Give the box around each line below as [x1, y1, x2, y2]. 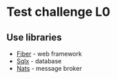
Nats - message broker [16, 65, 82, 72]
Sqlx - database [16, 57, 62, 65]
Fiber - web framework [16, 49, 82, 58]
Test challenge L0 [6, 4, 111, 20]
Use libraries [6, 32, 63, 43]
